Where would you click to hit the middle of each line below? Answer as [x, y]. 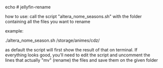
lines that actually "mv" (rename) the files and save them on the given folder [81, 60]
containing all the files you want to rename [48, 22]
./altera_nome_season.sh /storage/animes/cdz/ [52, 40]
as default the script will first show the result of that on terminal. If [71, 50]
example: [14, 31]
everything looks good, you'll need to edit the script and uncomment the [78, 55]
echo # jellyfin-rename [28, 7]
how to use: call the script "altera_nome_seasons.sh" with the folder [73, 16]
